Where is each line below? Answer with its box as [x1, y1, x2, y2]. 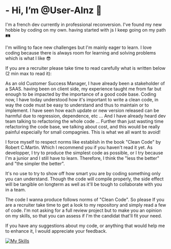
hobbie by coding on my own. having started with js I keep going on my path [5, 26, 166, 33]
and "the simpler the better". [5, 160, 65, 167]
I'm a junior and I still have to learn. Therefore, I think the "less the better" [5, 155, 160, 161]
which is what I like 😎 [5, 55, 51, 61]
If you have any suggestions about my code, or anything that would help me [5, 223, 165, 229]
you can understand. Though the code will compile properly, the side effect [5, 176, 164, 182]
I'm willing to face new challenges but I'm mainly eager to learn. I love [5, 44, 152, 50]
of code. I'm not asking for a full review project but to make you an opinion [5, 207, 162, 213]
